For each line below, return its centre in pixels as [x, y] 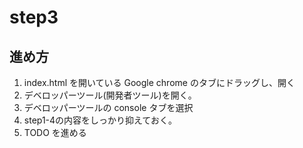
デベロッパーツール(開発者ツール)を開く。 [110, 95]
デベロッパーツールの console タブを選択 [108, 107]
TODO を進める [55, 132]
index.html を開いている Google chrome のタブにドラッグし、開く [159, 82]
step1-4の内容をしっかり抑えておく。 [100, 120]
